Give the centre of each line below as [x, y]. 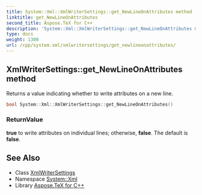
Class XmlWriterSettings [45, 172]
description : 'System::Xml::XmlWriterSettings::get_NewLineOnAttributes [99, 28]
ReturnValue [25, 119]
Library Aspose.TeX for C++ [50, 185]
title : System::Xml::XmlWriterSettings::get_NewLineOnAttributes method [99, 12]
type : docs [20, 34]
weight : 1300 [23, 40]
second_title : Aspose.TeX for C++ [50, 23]
